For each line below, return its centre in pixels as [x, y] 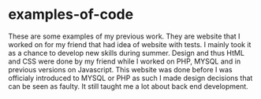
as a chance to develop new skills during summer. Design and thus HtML [126, 53]
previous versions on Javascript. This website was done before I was [120, 69]
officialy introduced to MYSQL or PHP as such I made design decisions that [130, 78]
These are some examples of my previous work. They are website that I [124, 36]
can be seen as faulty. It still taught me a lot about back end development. [128, 86]
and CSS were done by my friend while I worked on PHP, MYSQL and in [125, 61]
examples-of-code [71, 15]
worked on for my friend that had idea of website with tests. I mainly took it [130, 44]
